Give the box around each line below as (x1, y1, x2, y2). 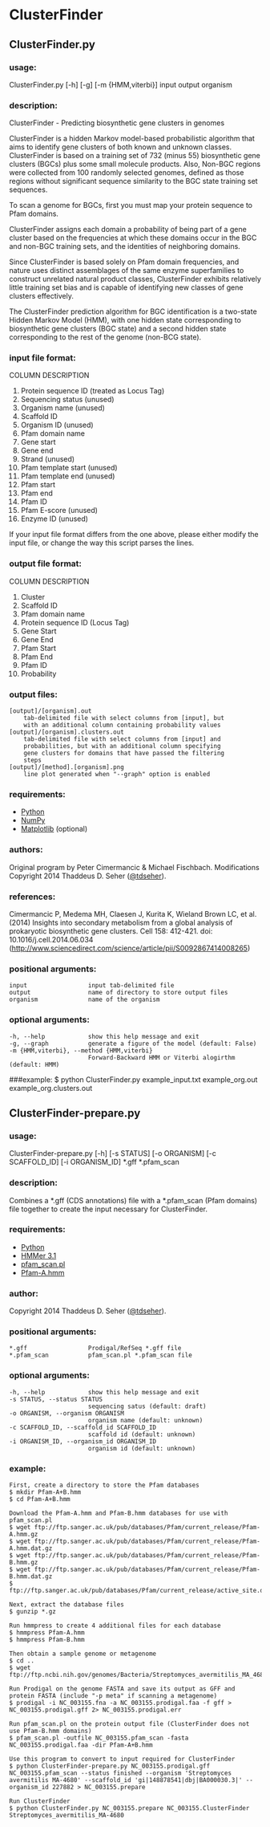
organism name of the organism (9, 995, 160, 1004)
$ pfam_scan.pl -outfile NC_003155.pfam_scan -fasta (9, 1734, 189, 1743)
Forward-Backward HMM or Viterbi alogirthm (87, 1053, 236, 1061)
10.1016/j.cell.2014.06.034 (9, 934, 94, 944)
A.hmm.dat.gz (9, 1544, 53, 1552)
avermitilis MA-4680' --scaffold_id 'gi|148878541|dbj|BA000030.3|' (9, 1776, 243, 1784)
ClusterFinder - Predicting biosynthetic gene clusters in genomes (9, 118, 225, 128)
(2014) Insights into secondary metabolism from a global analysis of (9, 918, 233, 927)
